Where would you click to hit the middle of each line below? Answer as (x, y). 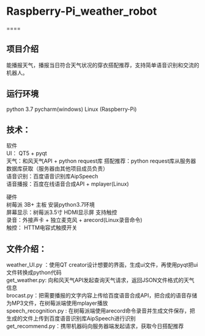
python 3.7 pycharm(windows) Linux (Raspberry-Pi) (72, 109)
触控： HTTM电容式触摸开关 (42, 227)
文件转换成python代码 (34, 273)
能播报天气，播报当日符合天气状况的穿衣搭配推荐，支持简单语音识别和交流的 (103, 65)
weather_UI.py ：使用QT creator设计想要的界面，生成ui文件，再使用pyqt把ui (102, 265)
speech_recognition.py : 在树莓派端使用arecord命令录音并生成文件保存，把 (101, 311)
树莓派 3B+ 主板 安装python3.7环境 (50, 205)
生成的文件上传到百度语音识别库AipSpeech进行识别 (71, 319)
